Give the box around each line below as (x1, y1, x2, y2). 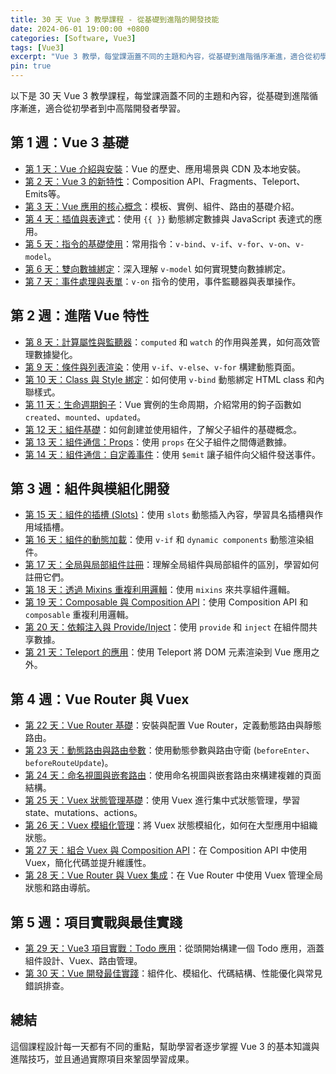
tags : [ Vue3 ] (10, 42, 65, 53)
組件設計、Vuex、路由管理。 (24, 955, 143, 967)
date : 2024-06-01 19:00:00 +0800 (10, 24, 150, 34)
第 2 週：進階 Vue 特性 (10, 307, 150, 325)
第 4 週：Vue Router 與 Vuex (10, 691, 190, 708)
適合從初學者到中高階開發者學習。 (44, 102, 186, 114)
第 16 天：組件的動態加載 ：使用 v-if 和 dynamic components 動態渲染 (24, 534, 306, 546)
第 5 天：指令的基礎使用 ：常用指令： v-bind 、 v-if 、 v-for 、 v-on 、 (24, 237, 297, 250)
